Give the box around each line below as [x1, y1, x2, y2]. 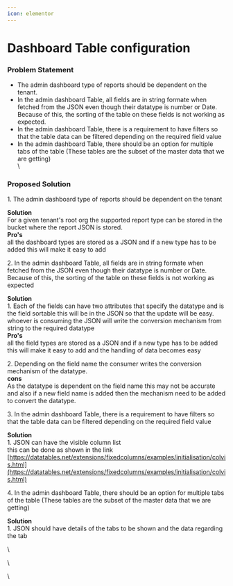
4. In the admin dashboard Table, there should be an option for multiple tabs [7, 489, 225, 497]
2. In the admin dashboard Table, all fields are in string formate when [7, 259, 204, 268]
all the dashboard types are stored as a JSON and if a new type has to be [7, 238, 216, 247]
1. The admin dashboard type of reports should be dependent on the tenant [7, 195, 223, 204]
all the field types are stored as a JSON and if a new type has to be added [7, 339, 218, 348]
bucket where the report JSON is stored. [7, 223, 123, 231]
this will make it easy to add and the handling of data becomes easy [7, 346, 201, 355]
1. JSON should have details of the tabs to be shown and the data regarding [7, 524, 223, 532]
